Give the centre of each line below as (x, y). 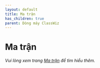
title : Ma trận (20, 14)
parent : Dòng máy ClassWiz (32, 23)
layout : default (21, 9)
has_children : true (25, 18)
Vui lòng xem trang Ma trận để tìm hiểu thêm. (50, 61)
